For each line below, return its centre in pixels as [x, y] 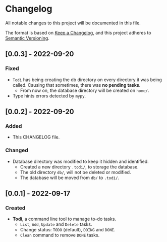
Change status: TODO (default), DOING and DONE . [68, 230]
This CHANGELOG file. [36, 137]
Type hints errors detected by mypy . [49, 96]
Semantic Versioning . [27, 38]
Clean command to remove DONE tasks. [60, 235]
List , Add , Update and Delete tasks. [56, 224]
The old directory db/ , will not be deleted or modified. [75, 172]
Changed [17, 150]
